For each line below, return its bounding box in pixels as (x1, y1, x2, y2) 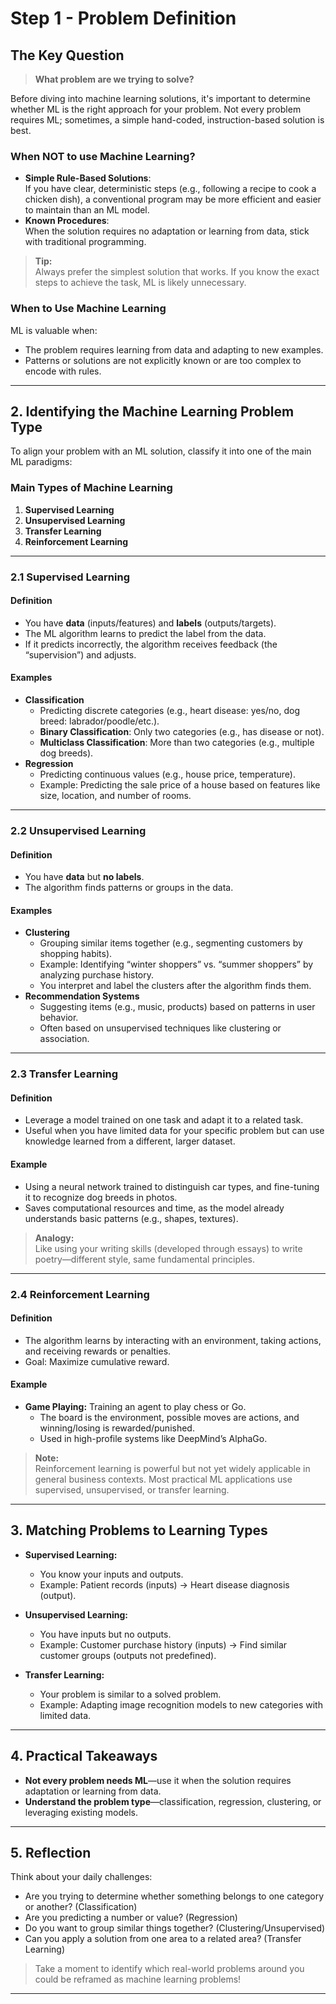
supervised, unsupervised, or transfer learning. (34, 1484, 230, 1496)
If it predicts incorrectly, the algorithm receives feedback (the (24, 638, 278, 650)
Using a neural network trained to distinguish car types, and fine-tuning (24, 1180, 320, 1192)
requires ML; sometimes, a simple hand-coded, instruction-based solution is (10, 114, 325, 126)
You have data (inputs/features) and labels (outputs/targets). (24, 617, 277, 629)
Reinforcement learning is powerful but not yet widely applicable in (34, 1463, 311, 1475)
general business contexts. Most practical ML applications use (34, 1473, 293, 1486)
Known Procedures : (24, 215, 110, 227)
